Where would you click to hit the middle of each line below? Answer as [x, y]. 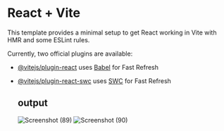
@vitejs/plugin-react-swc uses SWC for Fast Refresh [94, 81]
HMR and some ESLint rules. [49, 39]
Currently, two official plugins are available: [70, 54]
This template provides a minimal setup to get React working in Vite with [112, 32]
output [32, 103]
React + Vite [44, 13]
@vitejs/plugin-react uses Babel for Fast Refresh [88, 67]
